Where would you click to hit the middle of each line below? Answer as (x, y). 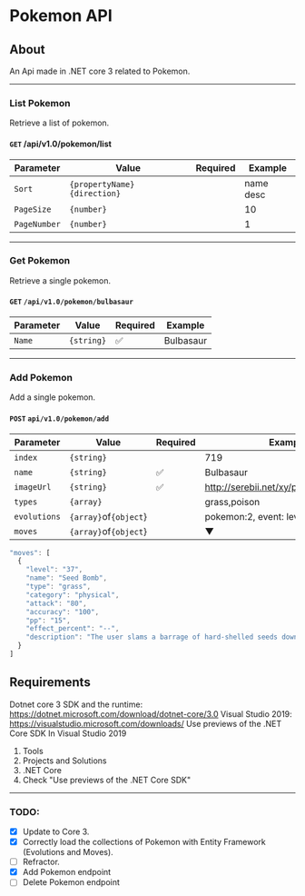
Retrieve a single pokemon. (60, 280)
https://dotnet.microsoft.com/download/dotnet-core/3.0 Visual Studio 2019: (151, 713)
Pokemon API (61, 16)
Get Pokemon (40, 261)
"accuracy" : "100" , (63, 612)
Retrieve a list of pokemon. (59, 123)
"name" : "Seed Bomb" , (66, 578)
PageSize (33, 209)
